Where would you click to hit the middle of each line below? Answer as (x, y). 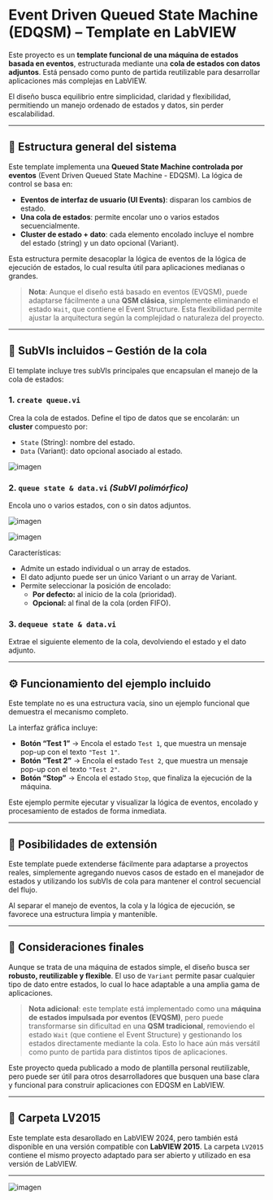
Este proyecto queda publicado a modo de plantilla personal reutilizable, (129, 1067)
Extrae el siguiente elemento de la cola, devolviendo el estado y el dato (127, 642)
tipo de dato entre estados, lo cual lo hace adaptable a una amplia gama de (134, 984)
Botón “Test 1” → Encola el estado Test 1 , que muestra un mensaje (133, 744)
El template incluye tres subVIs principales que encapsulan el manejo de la (133, 370)
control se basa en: (41, 184)
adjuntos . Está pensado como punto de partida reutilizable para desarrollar (134, 72)
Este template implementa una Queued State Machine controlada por (126, 166)
